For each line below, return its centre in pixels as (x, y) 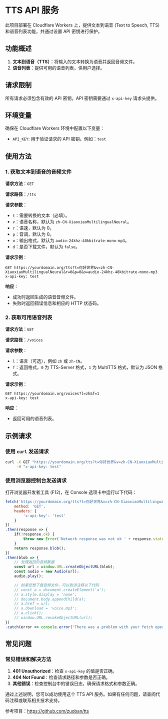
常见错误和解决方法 (28, 659)
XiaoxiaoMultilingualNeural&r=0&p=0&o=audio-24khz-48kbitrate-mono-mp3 (81, 272)
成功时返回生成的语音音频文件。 (45, 297)
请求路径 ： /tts (21, 194)
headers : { (25, 511)
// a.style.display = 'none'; (46, 594)
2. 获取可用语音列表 (29, 317)
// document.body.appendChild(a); (50, 599)
